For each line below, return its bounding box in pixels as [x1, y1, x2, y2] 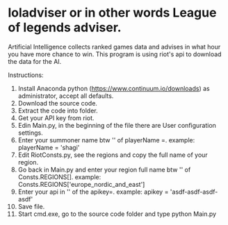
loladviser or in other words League [8, 5, 217, 21]
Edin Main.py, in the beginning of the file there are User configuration [17, 121, 216, 129]
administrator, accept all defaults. [17, 92, 114, 100]
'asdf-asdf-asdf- [170, 187, 218, 196]
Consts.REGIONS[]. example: [17, 172, 101, 181]
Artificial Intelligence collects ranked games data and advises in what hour [8, 42, 221, 51]
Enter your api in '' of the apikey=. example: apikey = [17, 187, 169, 196]
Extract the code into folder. [17, 106, 98, 115]
